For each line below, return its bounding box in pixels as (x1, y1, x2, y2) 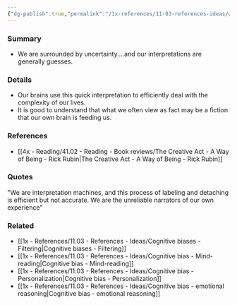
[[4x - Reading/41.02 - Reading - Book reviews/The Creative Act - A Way (17, 147, 229, 155)
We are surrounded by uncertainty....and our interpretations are (17, 49, 202, 58)
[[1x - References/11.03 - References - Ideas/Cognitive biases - (17, 237, 201, 246)
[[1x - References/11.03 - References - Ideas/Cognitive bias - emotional (17, 282, 224, 290)
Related (7, 220, 35, 230)
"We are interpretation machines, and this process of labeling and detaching (7, 188, 229, 196)
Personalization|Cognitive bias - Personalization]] (17, 275, 162, 283)
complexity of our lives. (17, 98, 86, 107)
